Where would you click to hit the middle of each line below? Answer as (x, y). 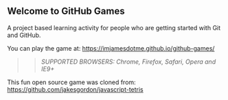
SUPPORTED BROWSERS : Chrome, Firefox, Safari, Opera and (128, 62)
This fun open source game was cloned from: (71, 82)
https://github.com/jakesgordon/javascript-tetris (76, 89)
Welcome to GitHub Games (66, 11)
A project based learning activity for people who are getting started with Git (114, 27)
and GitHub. (24, 35)
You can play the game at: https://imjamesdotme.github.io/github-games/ (111, 48)
